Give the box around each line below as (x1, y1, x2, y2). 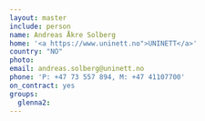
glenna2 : (17, 97, 51, 107)
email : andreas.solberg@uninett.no (9, 65, 145, 74)
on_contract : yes (9, 81, 76, 90)
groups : (9, 89, 39, 98)
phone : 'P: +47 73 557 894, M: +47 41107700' (9, 73, 185, 82)
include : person (9, 22, 71, 31)
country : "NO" (9, 47, 64, 56)
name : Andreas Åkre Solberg (9, 30, 117, 39)
